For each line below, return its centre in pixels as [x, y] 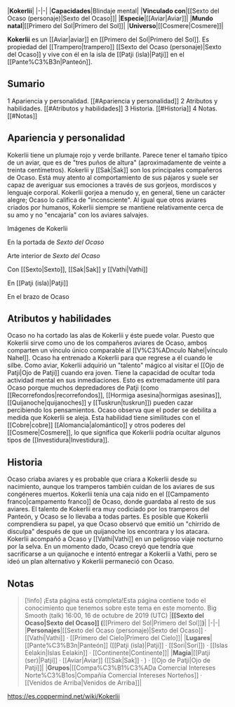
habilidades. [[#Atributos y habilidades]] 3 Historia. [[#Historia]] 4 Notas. [112, 108]
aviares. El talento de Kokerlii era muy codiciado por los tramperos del [108, 509]
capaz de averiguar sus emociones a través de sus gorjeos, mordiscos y [112, 185]
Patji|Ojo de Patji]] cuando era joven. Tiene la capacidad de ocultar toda [111, 373]
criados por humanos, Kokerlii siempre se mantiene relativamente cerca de [115, 207]
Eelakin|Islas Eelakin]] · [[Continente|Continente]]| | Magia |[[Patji [117, 653]
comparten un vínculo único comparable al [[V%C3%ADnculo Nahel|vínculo [117, 350]
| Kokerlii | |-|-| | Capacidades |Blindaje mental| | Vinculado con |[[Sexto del [113, 11]
